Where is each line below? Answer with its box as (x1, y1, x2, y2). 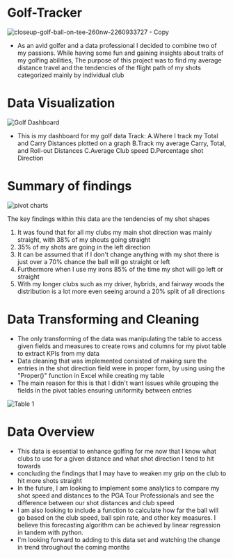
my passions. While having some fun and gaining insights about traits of (17, 49, 224, 57)
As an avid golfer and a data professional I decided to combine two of (17, 41, 217, 49)
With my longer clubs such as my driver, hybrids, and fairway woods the (17, 279, 225, 288)
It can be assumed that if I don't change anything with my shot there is (17, 250, 220, 259)
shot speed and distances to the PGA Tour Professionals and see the (17, 491, 214, 500)
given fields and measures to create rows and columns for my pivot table (17, 342, 227, 350)
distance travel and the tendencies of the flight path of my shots (17, 63, 202, 72)
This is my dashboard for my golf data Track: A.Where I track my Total (17, 131, 218, 140)
